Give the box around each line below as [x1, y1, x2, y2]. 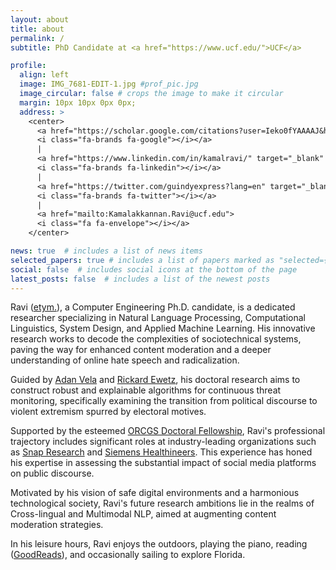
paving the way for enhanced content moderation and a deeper [10, 344, 272, 356]
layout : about [10, 14, 70, 25]
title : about [10, 24, 65, 34]
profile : [10, 61, 47, 71]
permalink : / [10, 33, 65, 43]
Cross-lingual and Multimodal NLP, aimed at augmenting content [10, 508, 277, 520]
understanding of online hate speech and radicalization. [10, 354, 240, 366]
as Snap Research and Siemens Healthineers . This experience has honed [10, 446, 313, 458]
